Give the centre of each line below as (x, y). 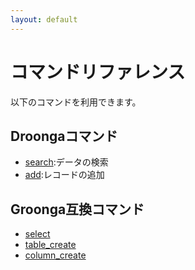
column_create (55, 255)
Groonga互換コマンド (77, 209)
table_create (50, 245)
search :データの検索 (66, 162)
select (37, 234)
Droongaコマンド (64, 136)
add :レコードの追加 (64, 175)
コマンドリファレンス (98, 72)
